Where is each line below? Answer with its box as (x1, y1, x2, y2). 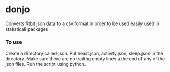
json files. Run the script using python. (5, 61, 86, 67)
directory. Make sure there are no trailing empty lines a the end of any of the (5, 56, 165, 62)
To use (5, 38, 22, 45)
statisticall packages (5, 26, 48, 32)
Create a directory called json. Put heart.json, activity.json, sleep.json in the (5, 50, 163, 57)
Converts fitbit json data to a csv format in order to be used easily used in (5, 20, 159, 27)
